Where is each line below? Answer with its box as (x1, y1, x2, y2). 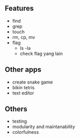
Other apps (5, 65, 42, 74)
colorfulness (12, 129, 39, 135)
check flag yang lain (19, 50, 63, 56)
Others (5, 105, 28, 113)
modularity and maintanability (12, 124, 75, 130)
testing (12, 118, 27, 125)
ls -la (19, 45, 31, 51)
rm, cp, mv (12, 34, 35, 40)
